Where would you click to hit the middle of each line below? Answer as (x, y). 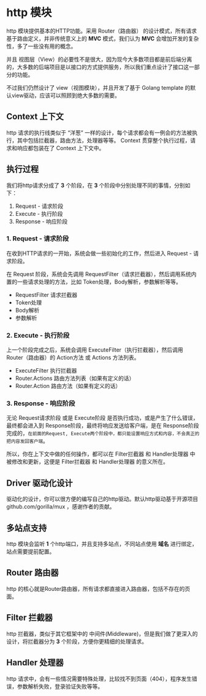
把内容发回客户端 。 (28, 441)
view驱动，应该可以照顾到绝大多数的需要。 (66, 95)
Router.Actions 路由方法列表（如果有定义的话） (75, 378)
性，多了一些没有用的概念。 (41, 46)
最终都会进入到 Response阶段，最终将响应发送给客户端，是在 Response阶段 (103, 425)
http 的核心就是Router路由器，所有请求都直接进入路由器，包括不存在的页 (98, 588)
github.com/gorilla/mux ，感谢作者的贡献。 (61, 507)
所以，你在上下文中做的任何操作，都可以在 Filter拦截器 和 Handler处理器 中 (101, 454)
